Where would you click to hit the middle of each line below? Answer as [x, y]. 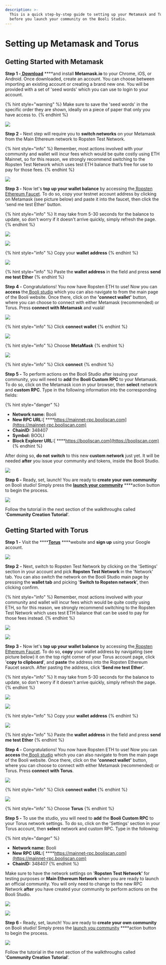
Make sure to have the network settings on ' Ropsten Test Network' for [77, 873]
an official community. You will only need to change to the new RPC [74, 884]
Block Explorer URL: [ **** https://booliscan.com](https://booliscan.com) [86, 441]
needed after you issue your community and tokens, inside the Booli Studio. [82, 461]
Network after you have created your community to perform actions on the [81, 889]
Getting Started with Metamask [54, 62]
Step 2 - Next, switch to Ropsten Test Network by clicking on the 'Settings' [82, 567]
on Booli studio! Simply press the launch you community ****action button [81, 928]
